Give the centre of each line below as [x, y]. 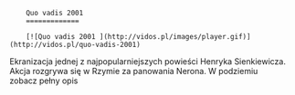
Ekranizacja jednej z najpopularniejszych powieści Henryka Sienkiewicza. [147, 62]
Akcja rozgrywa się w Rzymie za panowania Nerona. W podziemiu [134, 71]
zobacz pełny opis [44, 81]
